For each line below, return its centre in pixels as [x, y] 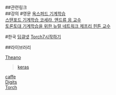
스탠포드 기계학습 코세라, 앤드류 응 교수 [43, 20]
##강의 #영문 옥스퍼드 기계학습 [35, 13]
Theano [13, 57]
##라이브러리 [18, 47]
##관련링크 [16, 7]
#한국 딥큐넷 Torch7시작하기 [33, 37]
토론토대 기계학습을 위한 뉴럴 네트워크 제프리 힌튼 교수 [58, 26]
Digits [11, 82]
